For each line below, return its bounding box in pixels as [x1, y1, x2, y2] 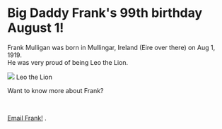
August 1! [7, 20, 64, 36]
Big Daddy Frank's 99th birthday [7, 5, 203, 21]
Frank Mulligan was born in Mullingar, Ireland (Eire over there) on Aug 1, [7, 43, 216, 51]
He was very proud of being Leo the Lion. [7, 58, 129, 66]
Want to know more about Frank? [7, 86, 104, 94]
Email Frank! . [7, 113, 47, 122]
